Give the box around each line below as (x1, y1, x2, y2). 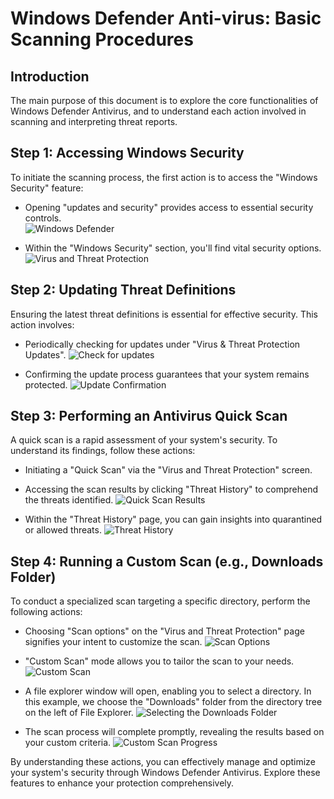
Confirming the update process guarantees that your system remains (24, 368, 310, 380)
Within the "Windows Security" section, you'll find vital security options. (24, 242, 322, 254)
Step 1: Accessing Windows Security (10, 145, 245, 162)
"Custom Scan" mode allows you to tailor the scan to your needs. (24, 655, 295, 667)
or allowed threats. (24, 524, 102, 536)
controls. (24, 212, 62, 224)
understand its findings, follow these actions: (10, 445, 196, 457)
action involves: (10, 318, 75, 331)
